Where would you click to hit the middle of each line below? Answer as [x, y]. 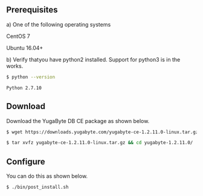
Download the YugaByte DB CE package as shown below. [78, 121]
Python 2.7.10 [24, 88]
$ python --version [31, 77]
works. [15, 66]
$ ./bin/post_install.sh [37, 187]
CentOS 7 [18, 36]
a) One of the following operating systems [59, 24]
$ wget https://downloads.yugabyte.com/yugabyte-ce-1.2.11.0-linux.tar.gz [102, 132]
